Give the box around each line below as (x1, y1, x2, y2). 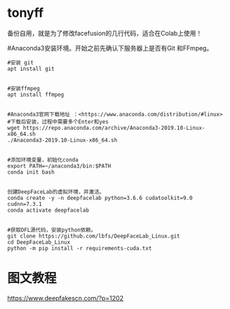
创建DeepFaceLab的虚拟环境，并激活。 (7, 188, 105, 195)
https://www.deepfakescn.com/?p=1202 (7, 294, 124, 302)
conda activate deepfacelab (7, 207, 90, 214)
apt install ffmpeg (7, 91, 65, 98)
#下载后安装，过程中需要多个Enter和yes (7, 118, 109, 125)
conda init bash (7, 168, 55, 176)
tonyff (7, 5, 44, 21)
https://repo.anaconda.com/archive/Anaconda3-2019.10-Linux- (22, 124, 205, 131)
